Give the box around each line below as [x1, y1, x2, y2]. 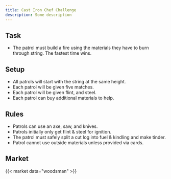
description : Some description [5, 12, 72, 17]
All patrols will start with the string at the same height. [12, 79, 126, 85]
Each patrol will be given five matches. [12, 84, 94, 90]
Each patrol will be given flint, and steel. [12, 89, 97, 96]
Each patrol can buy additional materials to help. [12, 95, 114, 101]
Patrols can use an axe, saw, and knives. [12, 123, 98, 129]
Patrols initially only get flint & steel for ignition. [12, 128, 111, 135]
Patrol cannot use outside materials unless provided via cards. [12, 139, 144, 146]
